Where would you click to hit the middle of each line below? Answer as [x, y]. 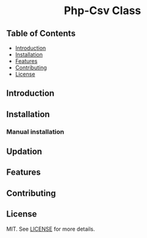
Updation [24, 152]
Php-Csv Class [102, 11]
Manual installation [35, 131]
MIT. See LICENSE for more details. [51, 229]
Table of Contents [41, 33]
